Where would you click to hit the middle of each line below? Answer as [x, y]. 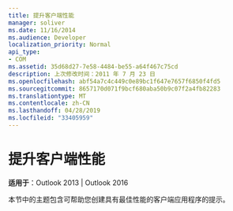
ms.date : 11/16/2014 [42, 30]
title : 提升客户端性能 [41, 15]
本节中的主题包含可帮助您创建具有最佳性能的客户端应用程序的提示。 [119, 199]
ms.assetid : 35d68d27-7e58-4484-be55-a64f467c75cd [93, 67]
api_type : [24, 52]
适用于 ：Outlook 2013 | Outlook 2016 [68, 183]
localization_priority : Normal [60, 45]
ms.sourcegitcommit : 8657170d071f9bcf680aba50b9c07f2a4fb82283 [115, 89]
